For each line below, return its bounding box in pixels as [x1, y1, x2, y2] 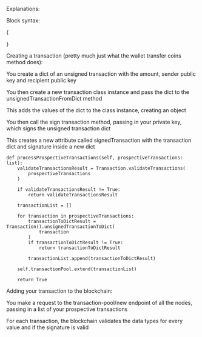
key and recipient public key [6, 77, 77, 84]
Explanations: [6, 5, 41, 12]
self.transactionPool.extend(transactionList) [17, 266, 137, 272]
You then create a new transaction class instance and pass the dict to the [6, 88, 190, 96]
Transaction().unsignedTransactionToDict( [6, 224, 115, 230]
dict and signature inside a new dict [6, 143, 95, 150]
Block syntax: [6, 17, 41, 24]
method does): [6, 59, 43, 65]
